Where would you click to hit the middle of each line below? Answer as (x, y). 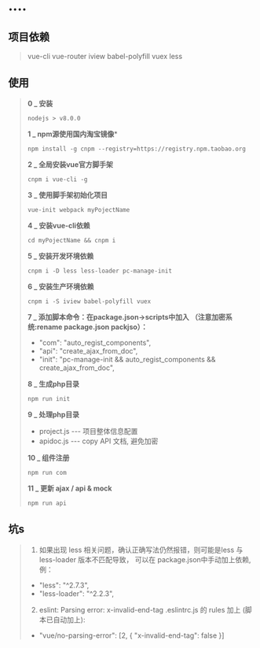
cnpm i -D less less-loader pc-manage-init (100, 271)
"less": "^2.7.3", (64, 585)
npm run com (47, 472)
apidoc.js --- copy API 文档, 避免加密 (99, 441)
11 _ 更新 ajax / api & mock (70, 488)
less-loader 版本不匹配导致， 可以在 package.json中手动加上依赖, (145, 559)
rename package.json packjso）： (92, 327)
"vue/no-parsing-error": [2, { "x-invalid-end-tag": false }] (132, 635)
